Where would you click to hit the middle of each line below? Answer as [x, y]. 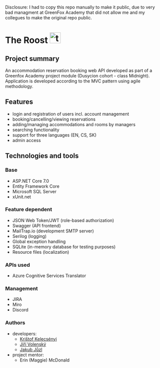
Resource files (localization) [41, 252]
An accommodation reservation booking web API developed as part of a [79, 71]
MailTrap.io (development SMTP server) [53, 231]
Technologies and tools [42, 156]
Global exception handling [39, 241]
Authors [15, 323]
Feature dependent [29, 210]
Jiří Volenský [33, 344]
